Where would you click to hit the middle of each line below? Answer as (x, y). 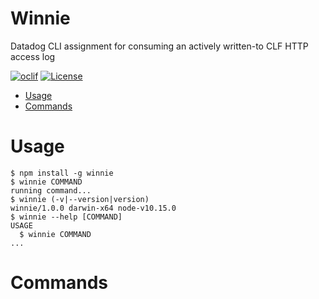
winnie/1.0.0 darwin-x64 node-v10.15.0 (93, 208)
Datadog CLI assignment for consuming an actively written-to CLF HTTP (159, 46)
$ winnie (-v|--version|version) (80, 199)
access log (33, 56)
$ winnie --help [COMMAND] (66, 217)
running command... (51, 190)
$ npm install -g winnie (62, 173)
